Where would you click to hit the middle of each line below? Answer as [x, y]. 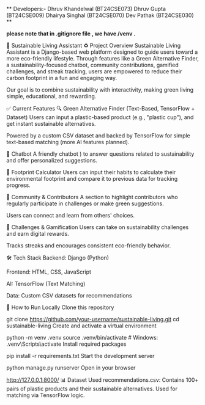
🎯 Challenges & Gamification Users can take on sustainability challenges [98, 227]
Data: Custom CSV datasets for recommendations [69, 295]
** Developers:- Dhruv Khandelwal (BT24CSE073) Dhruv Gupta [86, 9]
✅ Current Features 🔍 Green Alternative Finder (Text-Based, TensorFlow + [101, 108]
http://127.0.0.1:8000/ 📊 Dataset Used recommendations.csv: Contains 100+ [102, 380]
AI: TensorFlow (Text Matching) [46, 284]
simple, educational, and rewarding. [51, 96]
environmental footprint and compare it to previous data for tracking [92, 179]
